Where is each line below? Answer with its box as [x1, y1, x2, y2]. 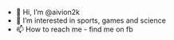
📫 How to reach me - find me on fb [15, 24, 133, 34]
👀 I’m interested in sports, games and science [15, 16, 166, 25]
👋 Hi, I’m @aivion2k [15, 8, 80, 16]
